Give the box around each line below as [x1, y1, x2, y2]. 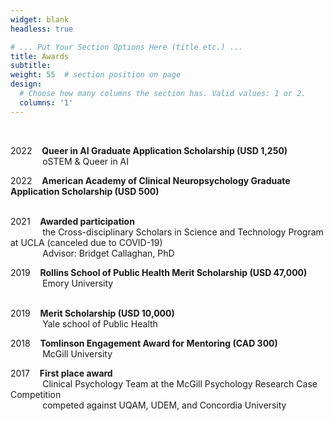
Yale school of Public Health [42, 317, 158, 330]
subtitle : [10, 61, 52, 71]
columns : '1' [19, 97, 74, 108]
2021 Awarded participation [10, 215, 135, 227]
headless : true [10, 24, 74, 34]
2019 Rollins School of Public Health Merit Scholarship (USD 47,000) [10, 266, 308, 278]
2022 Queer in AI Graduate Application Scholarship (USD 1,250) [10, 144, 288, 156]
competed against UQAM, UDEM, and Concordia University [42, 399, 287, 411]
